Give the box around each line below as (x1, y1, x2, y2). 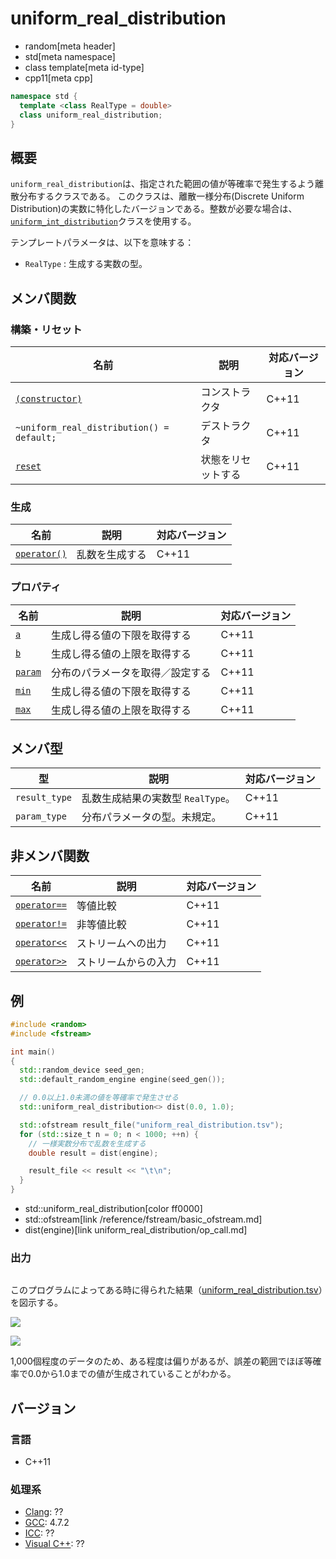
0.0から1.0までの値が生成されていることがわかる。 (27, 1368, 237, 1380)
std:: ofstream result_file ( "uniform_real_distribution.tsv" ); (19, 1120, 284, 1130)
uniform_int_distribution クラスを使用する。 (10, 215, 197, 227)
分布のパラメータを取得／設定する (50, 665, 212, 679)
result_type (15, 792, 73, 804)
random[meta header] (24, 40, 116, 52)
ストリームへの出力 (76, 937, 167, 951)
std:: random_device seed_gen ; (19, 1065, 145, 1076)
